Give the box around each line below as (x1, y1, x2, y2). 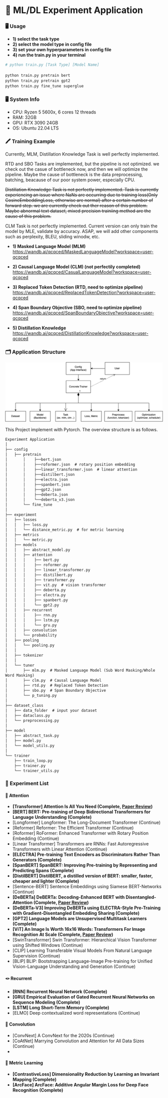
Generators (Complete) (12, 857, 62, 863)
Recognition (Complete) (12, 1087, 63, 1093)
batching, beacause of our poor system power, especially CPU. (5, 177, 135, 183)
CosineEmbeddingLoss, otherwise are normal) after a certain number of (5, 197, 153, 203)
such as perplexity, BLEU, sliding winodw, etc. (5, 233, 100, 240)
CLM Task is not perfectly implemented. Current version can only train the (5, 223, 157, 229)
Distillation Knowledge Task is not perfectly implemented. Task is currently (5, 187, 159, 193)
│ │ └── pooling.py (5, 643, 55, 648)
